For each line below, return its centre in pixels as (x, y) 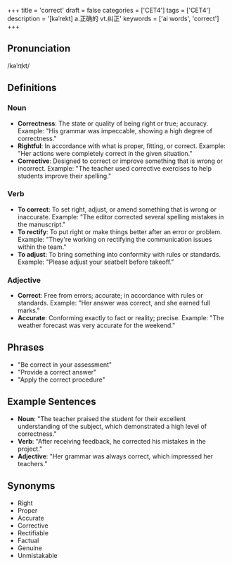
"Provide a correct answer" (57, 372)
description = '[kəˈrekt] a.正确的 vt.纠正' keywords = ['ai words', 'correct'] (113, 18)
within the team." (42, 247)
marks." (28, 310)
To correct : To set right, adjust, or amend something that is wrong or (117, 209)
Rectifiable (33, 533)
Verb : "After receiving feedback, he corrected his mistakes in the (111, 441)
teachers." (32, 463)
